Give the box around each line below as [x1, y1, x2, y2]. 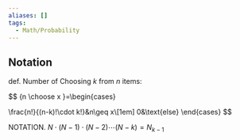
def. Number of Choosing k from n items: [8, 77, 142, 86]
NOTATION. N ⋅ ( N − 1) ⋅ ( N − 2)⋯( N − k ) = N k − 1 [8, 123, 165, 134]
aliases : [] [8, 11, 48, 20]
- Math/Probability [15, 26, 80, 34]
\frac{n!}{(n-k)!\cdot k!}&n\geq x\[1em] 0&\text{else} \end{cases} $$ [8, 108, 233, 117]
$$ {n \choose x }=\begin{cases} [8, 92, 117, 101]
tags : [8, 19, 26, 27]
